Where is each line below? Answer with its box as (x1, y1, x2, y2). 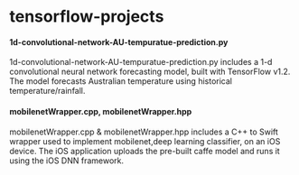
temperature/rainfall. (9, 86, 86, 97)
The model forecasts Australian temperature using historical (9, 76, 233, 87)
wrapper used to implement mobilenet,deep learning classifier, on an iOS (9, 135, 281, 146)
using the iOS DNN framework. (9, 155, 125, 166)
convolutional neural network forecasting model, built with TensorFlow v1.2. (9, 66, 291, 78)
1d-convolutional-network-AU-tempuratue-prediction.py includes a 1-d (9, 57, 273, 68)
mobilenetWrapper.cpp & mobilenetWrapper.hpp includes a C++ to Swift (9, 126, 278, 137)
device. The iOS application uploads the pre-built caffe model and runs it (9, 145, 280, 156)
